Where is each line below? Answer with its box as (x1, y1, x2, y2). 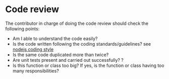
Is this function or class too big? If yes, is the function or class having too (12, 62, 164, 68)
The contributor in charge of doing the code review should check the (5, 20, 149, 26)
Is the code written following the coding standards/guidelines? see (12, 41, 151, 47)
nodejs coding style (12, 46, 54, 52)
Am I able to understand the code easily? (12, 35, 98, 42)
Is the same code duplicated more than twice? (12, 52, 109, 58)
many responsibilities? (12, 67, 59, 74)
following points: (5, 25, 40, 31)
